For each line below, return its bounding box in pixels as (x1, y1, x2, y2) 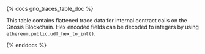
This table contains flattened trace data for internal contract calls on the (6, 17, 188, 24)
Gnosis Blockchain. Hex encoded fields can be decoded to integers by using (6, 24, 199, 30)
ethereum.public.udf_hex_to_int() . (6, 30, 96, 37)
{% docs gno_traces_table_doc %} (6, 5, 94, 12)
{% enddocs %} (6, 42, 47, 49)
